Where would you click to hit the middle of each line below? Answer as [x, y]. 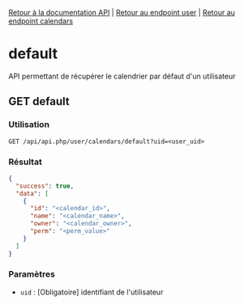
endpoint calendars [41, 21]
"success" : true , [45, 186]
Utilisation [29, 125]
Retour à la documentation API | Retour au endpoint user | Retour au [122, 13]
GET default [39, 102]
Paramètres [32, 274]
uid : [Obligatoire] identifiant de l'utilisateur [92, 292]
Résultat [25, 162]
